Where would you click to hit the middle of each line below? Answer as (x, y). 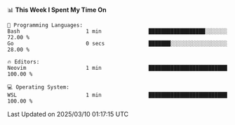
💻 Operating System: (39, 87)
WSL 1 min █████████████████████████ (117, 95)
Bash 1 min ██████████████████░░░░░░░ (117, 31)
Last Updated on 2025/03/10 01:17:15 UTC (68, 114)
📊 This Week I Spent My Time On (57, 10)
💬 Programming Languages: (45, 25)
